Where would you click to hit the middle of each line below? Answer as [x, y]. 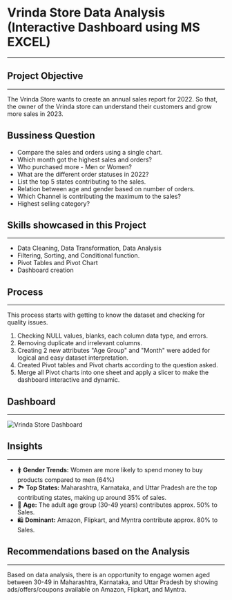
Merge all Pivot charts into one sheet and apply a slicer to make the [113, 372]
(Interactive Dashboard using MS [104, 27]
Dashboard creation [45, 270]
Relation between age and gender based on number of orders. [106, 188]
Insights [25, 446]
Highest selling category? [54, 203]
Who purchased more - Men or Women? [75, 166]
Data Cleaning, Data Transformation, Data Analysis [89, 248]
